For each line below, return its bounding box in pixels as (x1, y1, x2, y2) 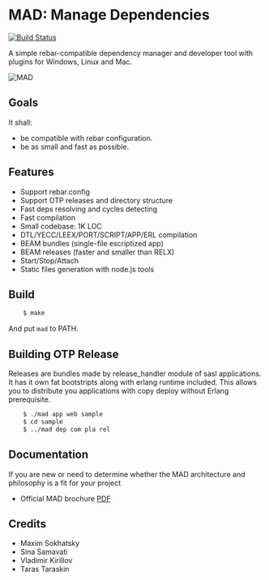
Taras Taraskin (19, 565, 70, 574)
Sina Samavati (19, 547, 68, 557)
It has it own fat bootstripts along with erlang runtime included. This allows (8, 377, 258, 387)
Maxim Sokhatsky (19, 539, 80, 548)
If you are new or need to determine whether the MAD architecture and (8, 469, 246, 479)
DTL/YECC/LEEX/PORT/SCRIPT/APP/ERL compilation (19, 229, 198, 240)
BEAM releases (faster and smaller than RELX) (19, 247, 175, 257)
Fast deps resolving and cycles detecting (19, 204, 158, 214)
